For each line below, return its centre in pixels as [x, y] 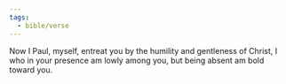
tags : [19, 17]
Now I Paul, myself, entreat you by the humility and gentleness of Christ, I [143, 50]
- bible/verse [43, 26]
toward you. [31, 69]
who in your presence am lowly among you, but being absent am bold [137, 60]
